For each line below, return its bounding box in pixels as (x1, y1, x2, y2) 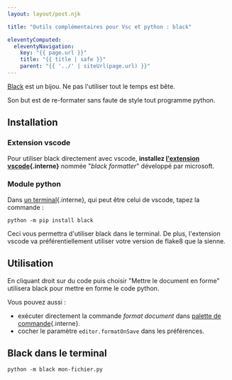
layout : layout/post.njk (7, 10, 81, 18)
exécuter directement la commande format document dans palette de (17, 311, 221, 320)
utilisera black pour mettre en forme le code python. (7, 284, 160, 292)
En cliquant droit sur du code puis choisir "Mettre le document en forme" (7, 276, 220, 285)
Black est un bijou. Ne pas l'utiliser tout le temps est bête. (7, 82, 175, 90)
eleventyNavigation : (13, 43, 74, 50)
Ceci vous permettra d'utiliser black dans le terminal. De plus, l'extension (7, 229, 221, 238)
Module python (7, 179, 62, 189)
